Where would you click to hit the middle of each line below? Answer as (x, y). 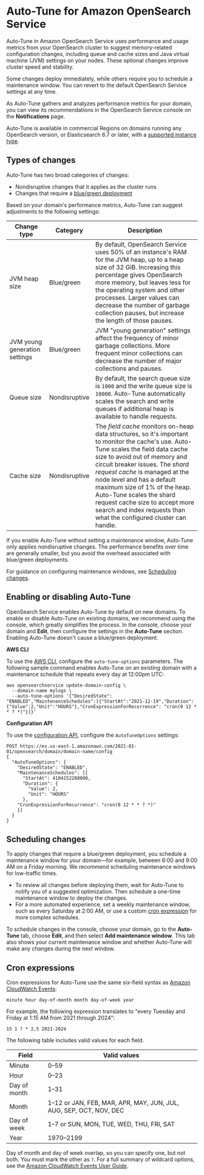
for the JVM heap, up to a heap (139, 259)
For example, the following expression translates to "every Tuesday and (96, 1011)
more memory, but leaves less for (143, 282)
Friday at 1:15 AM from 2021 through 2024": (61, 1018)
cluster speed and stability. (40, 67)
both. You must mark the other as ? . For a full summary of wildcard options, (100, 1159)
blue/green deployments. (38, 559)
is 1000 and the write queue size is (144, 386)
